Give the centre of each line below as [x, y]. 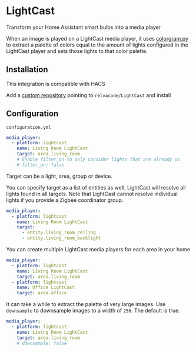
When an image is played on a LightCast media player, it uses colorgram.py [97, 38]
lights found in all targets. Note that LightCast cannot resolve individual [92, 194]
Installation [27, 70]
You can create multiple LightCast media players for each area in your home [98, 250]
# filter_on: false [41, 165]
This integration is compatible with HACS [56, 84]
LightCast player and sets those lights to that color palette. [77, 51]
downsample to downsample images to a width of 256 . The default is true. [93, 311]
